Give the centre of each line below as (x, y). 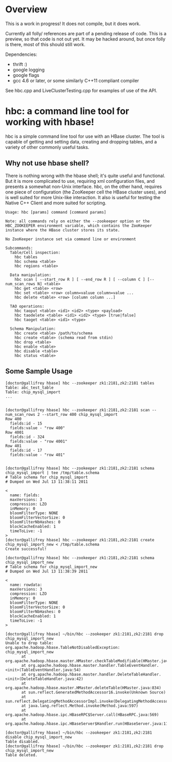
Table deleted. (21, 755)
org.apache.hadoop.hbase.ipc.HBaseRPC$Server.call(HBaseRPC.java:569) (82, 715)
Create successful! (26, 549)
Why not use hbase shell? (47, 163)
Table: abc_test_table (29, 388)
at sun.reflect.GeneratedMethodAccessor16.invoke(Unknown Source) (94, 692)
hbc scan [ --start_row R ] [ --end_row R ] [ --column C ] (80, 279)
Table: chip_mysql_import (33, 392)
